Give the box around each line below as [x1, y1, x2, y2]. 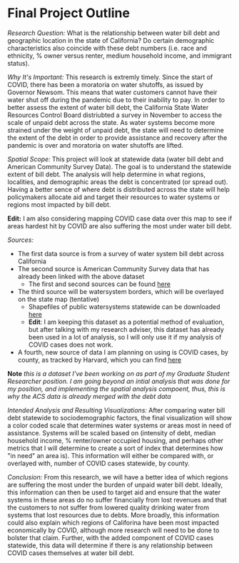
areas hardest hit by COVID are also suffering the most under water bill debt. [7, 221, 232, 230]
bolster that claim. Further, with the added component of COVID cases [7, 533, 214, 542]
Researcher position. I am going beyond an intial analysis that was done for [7, 377, 230, 385]
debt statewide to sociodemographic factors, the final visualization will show [7, 413, 233, 422]
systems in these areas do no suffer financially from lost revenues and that [7, 495, 227, 504]
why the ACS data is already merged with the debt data [7, 392, 171, 400]
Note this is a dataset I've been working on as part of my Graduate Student [7, 369, 230, 377]
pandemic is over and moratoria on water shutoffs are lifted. [7, 141, 183, 149]
